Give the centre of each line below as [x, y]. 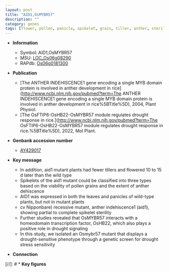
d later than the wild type [46, 175]
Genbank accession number [43, 141]
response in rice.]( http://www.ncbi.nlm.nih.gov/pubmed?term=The [89, 120]
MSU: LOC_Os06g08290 [46, 58]
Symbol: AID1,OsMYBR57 [46, 53]
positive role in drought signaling [54, 229]
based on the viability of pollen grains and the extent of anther [84, 186]
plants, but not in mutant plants [52, 202]
